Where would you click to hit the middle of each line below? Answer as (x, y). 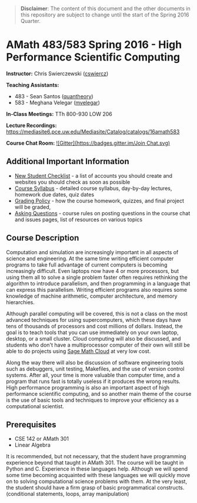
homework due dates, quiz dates (54, 194)
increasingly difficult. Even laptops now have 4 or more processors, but (93, 271)
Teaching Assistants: (33, 85)
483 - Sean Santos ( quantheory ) (54, 96)
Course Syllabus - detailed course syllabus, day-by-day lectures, (93, 188)
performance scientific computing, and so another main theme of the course (99, 394)
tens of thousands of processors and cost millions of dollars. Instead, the (95, 326)
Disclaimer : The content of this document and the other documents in (105, 9)
